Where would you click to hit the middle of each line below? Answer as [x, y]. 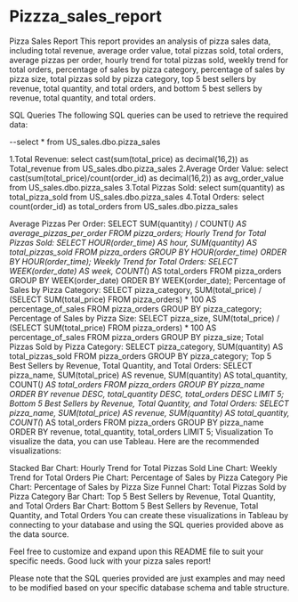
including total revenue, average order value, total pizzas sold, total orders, [146, 50]
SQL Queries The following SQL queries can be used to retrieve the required [149, 115]
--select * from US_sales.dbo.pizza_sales [85, 142]
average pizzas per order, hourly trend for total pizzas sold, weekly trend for [149, 60]
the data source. [39, 534]
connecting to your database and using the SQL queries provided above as [147, 525]
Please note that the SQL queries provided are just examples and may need [147, 578]
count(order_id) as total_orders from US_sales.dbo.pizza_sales [124, 206]
